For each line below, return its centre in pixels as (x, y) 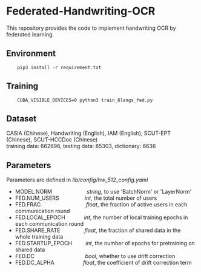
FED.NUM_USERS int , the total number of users (86, 198)
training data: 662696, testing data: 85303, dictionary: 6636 (81, 146)
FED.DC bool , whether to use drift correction (95, 256)
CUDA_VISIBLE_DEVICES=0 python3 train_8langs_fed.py (85, 100)
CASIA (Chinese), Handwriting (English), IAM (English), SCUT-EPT (89, 133)
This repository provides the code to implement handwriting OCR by (91, 28)
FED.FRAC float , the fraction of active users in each (101, 205)
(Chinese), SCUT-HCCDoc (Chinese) (52, 140)
